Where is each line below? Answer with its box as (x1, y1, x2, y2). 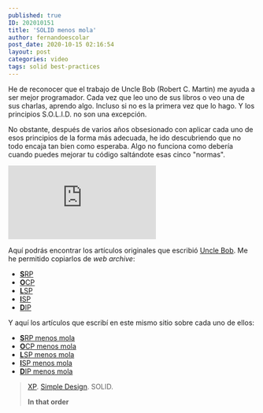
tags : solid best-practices (8, 63, 101, 71)
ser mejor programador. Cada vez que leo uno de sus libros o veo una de (8, 92, 246, 102)
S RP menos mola (19, 333, 76, 342)
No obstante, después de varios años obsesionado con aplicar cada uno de (8, 124, 254, 134)
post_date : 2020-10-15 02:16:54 (8, 41, 114, 49)
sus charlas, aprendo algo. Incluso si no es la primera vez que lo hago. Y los (8, 101, 255, 110)
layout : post (8, 48, 51, 56)
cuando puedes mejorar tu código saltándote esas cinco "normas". (8, 149, 226, 159)
